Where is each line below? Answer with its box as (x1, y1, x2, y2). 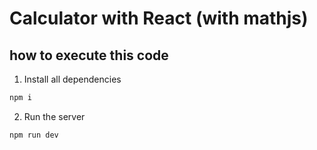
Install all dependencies (23, 73, 122, 85)
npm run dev (9, 130, 59, 140)
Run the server (23, 110, 86, 122)
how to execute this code (9, 47, 169, 64)
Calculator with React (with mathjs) (9, 7, 309, 30)
